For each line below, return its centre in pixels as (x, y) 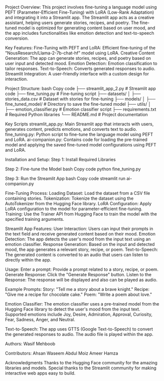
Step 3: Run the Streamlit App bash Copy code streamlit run (65, 179)
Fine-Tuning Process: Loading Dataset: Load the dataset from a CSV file (78, 193)
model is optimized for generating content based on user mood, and (87, 28)
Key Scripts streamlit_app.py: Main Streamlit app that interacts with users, (79, 124)
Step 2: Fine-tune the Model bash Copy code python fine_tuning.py (73, 169)
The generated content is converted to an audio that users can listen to (77, 255)
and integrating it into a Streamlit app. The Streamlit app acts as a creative (80, 17)
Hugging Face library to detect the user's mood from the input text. (73, 309)
